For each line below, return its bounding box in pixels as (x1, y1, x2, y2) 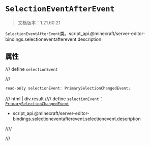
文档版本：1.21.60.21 (17, 19, 61, 25)
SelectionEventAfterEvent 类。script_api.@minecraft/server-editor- (5, 30, 145, 37)
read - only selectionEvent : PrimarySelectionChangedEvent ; (5, 85, 131, 91)
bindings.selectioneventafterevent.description (5, 36, 102, 42)
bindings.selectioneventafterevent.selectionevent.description (12, 115, 141, 122)
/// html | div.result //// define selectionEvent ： (5, 96, 104, 102)
